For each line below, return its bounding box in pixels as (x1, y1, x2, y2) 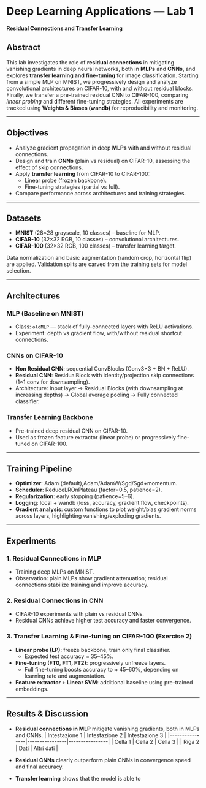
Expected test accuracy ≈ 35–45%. (24, 653, 114, 660)
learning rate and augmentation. (24, 672, 106, 680)
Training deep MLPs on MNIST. (15, 568, 94, 575)
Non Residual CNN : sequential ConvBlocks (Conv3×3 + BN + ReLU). (15, 365, 189, 373)
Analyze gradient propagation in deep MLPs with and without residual (15, 144, 192, 151)
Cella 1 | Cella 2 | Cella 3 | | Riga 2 (114, 738, 200, 745)
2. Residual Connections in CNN (6, 596, 104, 605)
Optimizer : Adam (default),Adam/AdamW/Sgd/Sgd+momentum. (15, 480, 178, 487)
